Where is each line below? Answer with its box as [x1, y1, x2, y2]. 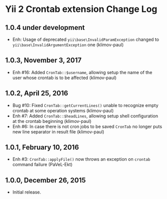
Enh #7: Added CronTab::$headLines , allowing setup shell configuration [12, 113, 159, 119]
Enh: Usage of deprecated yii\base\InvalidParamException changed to [12, 36, 160, 42]
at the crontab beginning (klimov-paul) [12, 118, 92, 124]
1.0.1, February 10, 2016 [5, 143, 79, 152]
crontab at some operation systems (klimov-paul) [12, 107, 114, 113]
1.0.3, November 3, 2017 [5, 56, 82, 65]
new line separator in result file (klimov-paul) [12, 128, 105, 135]
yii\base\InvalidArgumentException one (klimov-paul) [12, 42, 124, 48]
